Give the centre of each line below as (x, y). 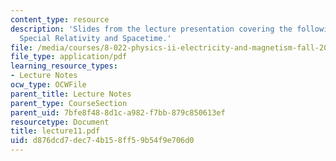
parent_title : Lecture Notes (71, 94)
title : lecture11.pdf (55, 131)
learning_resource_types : (64, 66)
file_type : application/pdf (69, 57)
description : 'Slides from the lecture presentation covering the (151, 29)
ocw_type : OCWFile (48, 85)
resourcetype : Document (60, 122)
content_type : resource (60, 19)
